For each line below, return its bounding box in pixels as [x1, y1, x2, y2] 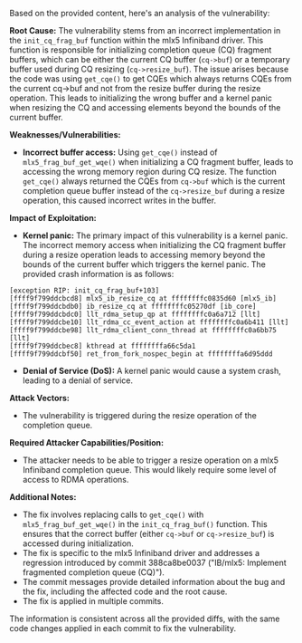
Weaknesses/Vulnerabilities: [9, 130, 121, 139]
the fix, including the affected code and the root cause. [22, 586, 228, 597]
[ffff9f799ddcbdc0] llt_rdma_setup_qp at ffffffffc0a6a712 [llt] [9, 310, 260, 319]
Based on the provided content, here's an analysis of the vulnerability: [9, 8, 270, 18]
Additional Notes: [9, 492, 77, 502]
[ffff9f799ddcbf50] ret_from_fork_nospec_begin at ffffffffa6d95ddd [9, 350, 273, 359]
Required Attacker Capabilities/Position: [9, 437, 165, 447]
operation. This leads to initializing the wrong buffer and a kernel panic [9, 92, 273, 103]
